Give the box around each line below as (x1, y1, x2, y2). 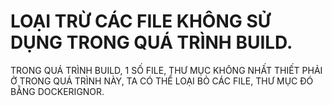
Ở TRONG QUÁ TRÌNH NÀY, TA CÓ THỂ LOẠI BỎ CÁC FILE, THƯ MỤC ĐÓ (10, 75, 314, 87)
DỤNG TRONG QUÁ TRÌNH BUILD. (10, 31, 293, 54)
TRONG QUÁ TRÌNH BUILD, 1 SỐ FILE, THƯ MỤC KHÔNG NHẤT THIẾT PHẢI (10, 64, 323, 76)
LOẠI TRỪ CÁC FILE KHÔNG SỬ (10, 10, 272, 33)
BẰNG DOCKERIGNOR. (10, 85, 105, 97)
